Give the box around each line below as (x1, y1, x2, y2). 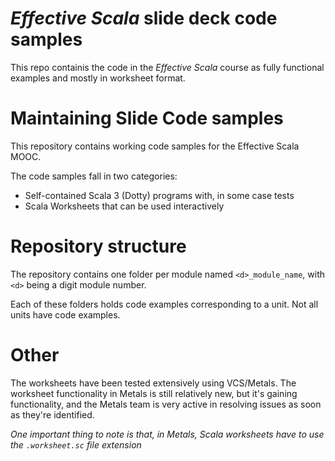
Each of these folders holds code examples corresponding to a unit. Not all (10, 298, 319, 310)
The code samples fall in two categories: (10, 170, 178, 182)
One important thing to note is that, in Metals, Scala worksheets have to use (10, 428, 325, 440)
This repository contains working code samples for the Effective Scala (10, 140, 300, 152)
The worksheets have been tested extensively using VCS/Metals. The (10, 377, 297, 389)
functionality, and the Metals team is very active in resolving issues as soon (10, 398, 322, 410)
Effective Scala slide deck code (10, 7, 278, 30)
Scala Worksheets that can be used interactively (24, 200, 225, 212)
